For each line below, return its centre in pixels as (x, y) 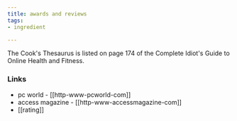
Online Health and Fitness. (46, 61)
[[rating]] (31, 110)
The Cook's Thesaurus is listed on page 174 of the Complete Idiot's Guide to (119, 53)
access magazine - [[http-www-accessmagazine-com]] (100, 102)
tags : (15, 21)
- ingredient (27, 27)
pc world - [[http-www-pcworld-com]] (74, 94)
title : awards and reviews (47, 14)
